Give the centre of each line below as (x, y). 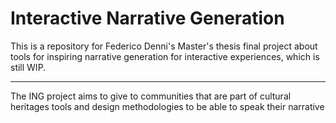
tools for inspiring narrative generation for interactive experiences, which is (165, 56)
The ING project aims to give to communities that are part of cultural (151, 96)
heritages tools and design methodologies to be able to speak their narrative (167, 106)
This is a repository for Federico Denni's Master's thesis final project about (164, 46)
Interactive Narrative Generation (147, 18)
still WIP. (28, 67)
